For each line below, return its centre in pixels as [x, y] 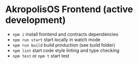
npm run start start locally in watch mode [57, 40]
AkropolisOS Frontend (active [69, 9]
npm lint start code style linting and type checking [66, 50]
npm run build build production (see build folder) [64, 45]
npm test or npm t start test [41, 56]
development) [36, 20]
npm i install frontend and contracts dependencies [65, 34]
